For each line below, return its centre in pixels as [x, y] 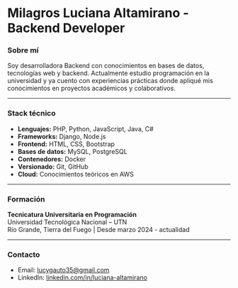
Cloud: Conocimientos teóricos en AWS [76, 174]
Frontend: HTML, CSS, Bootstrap [66, 144]
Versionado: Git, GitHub [53, 166]
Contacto [24, 255]
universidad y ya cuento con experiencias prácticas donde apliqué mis [110, 81]
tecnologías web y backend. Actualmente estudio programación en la [108, 73]
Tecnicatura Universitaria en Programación [72, 215]
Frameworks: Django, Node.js [62, 136]
